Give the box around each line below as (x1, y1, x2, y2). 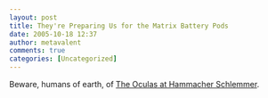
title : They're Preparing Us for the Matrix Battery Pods (9, 21, 229, 30)
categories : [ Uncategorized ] (9, 54, 118, 63)
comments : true (9, 46, 66, 55)
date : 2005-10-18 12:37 (9, 29, 98, 38)
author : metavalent (9, 37, 82, 47)
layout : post (9, 12, 58, 22)
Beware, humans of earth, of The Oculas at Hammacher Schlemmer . (9, 79, 260, 89)
